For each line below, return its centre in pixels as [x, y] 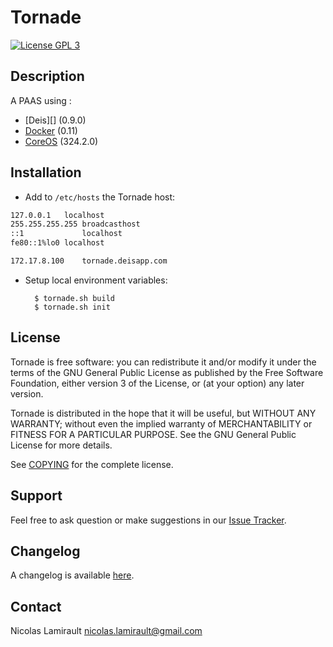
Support [36, 496]
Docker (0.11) [51, 130]
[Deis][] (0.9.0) [55, 120]
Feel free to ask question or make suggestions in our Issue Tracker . [148, 520]
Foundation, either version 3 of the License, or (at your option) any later [157, 383]
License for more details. [61, 445]
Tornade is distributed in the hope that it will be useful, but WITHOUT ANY [163, 413]
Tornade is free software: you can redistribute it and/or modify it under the [163, 362]
